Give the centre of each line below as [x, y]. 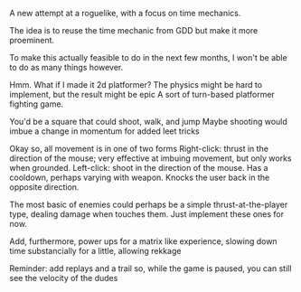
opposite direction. [44, 187]
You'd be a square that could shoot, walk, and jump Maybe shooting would [148, 122]
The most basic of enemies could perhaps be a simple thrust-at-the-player [149, 204]
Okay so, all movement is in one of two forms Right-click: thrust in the [139, 149]
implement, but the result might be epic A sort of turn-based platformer [142, 94]
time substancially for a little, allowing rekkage [95, 251]
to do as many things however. [66, 67]
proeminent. [32, 40]
